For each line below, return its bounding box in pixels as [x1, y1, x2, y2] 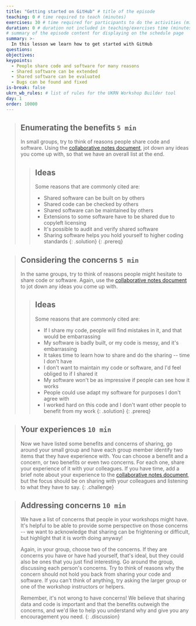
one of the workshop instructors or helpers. [20, 583, 125, 590]
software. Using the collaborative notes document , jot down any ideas [20, 145, 189, 152]
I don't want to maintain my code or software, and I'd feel [43, 364, 181, 371]
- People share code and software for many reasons [11, 63, 140, 69]
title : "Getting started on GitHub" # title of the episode [6, 8, 156, 15]
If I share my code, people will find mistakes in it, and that [43, 326, 182, 333]
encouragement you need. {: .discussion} [20, 613, 120, 620]
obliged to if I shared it [43, 370, 98, 377]
